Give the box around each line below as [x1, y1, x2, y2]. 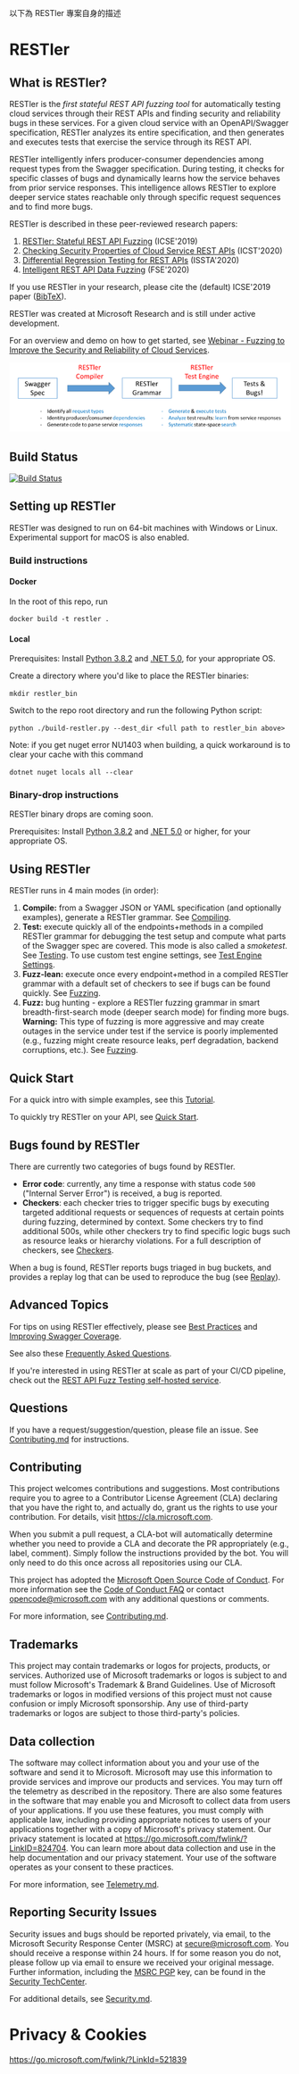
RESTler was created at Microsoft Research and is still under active [9, 309, 256, 319]
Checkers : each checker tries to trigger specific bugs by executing [21, 1197, 270, 1207]
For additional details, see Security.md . [9, 1993, 153, 2003]
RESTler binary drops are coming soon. [9, 809, 154, 819]
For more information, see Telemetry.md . [9, 1879, 160, 1889]
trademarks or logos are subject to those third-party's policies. [9, 1708, 240, 1719]
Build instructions [9, 554, 88, 567]
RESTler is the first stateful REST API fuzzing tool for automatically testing [9, 99, 281, 109]
